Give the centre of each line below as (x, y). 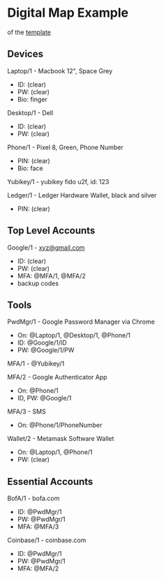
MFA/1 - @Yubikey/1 (36, 363)
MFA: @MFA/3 (38, 527)
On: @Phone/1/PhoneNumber (60, 425)
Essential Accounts (50, 482)
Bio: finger (32, 99)
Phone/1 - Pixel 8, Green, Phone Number (65, 147)
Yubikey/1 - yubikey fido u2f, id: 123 (58, 181)
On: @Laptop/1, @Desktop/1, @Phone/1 (74, 336)
